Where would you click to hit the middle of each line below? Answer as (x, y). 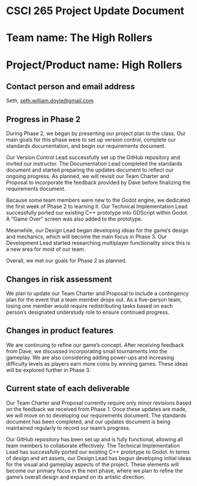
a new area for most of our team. (46, 249)
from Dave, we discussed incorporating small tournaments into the (87, 351)
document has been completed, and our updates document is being (88, 421)
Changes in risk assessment (59, 279)
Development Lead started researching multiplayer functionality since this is (98, 243)
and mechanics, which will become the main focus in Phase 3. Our (86, 237)
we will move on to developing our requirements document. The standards (96, 415)
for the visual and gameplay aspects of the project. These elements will (93, 464)
